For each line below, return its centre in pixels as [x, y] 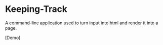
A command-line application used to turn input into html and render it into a [82, 23]
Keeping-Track [36, 9]
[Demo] [13, 38]
